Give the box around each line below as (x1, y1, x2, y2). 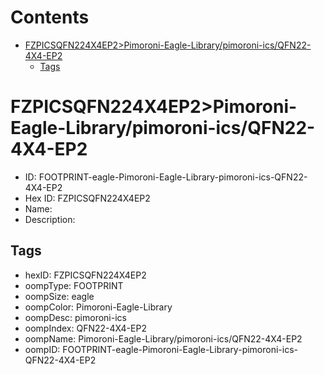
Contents (10, 6, 90, 29)
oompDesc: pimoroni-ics (24, 311, 127, 323)
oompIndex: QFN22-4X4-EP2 (24, 322, 147, 334)
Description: (24, 213, 76, 225)
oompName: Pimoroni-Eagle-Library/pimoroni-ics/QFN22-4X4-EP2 (24, 332, 303, 345)
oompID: (24, 343, 61, 355)
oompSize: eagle (24, 290, 95, 302)
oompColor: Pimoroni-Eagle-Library (24, 301, 173, 313)
